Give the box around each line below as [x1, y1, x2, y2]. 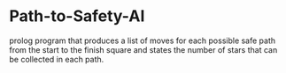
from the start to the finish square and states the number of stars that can [9, 44, 278, 55]
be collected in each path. [9, 54, 104, 64]
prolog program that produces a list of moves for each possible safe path [9, 35, 276, 46]
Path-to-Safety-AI [9, 6, 145, 26]
